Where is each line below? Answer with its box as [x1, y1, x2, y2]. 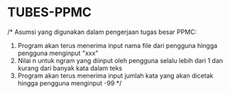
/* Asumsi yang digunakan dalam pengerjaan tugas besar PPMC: [7, 28, 197, 36]
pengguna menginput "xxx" [17, 49, 99, 57]
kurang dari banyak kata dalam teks [17, 64, 123, 72]
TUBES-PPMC [7, 4, 92, 20]
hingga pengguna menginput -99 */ [17, 78, 122, 87]
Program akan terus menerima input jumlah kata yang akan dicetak [17, 71, 214, 80]
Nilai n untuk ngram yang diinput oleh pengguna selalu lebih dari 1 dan [17, 56, 224, 64]
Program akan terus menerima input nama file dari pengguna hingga [17, 41, 218, 49]
